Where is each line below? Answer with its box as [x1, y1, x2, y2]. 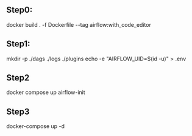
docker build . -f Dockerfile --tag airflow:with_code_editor [6, 21, 151, 28]
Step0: [6, 5, 33, 15]
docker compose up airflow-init [6, 88, 85, 96]
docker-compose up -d [6, 123, 65, 130]
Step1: [6, 39, 30, 49]
